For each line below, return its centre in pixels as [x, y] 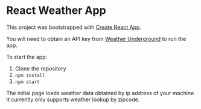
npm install [30, 75]
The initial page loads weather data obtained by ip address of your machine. [101, 93]
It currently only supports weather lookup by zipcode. [73, 99]
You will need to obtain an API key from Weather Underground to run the [96, 39]
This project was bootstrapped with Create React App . [74, 27]
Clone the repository [40, 68]
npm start [27, 82]
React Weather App [56, 11]
